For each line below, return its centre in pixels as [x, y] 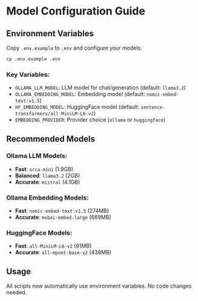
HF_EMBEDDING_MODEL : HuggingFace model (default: [77, 107]
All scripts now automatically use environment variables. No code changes [99, 286]
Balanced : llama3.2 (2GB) [47, 175]
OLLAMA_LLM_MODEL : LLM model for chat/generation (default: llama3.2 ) [100, 88]
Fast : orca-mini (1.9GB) [44, 169]
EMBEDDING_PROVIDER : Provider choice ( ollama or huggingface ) [90, 120]
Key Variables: [28, 74]
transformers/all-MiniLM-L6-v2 [54, 114]
